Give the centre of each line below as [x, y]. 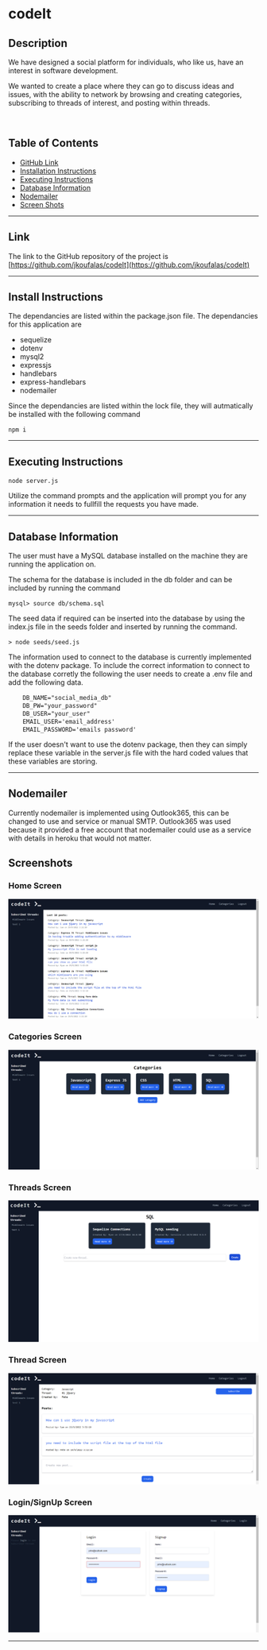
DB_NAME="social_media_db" [67, 698]
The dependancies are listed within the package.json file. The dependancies [133, 316]
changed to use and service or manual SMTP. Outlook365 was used [120, 821]
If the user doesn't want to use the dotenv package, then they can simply [128, 744]
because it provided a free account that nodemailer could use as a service [130, 829]
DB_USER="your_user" [56, 714]
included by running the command [64, 588]
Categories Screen [45, 1037]
